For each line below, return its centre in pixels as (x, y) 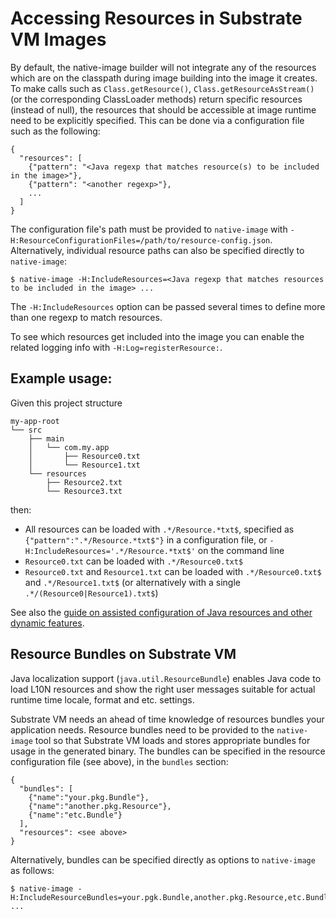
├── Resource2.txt (84, 482)
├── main (46, 438)
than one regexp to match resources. (86, 317)
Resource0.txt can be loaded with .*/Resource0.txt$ (134, 561)
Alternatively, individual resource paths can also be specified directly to (157, 250)
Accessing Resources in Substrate (156, 18)
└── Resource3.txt (84, 491)
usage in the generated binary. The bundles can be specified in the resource (168, 751)
